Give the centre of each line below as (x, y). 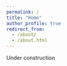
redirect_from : (26, 29)
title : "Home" (24, 18)
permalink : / (23, 12)
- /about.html (30, 40)
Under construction (31, 58)
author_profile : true (34, 23)
